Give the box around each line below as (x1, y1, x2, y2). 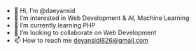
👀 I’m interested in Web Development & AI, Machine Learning (13, 14, 190, 22)
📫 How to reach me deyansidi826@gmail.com (13, 37, 149, 44)
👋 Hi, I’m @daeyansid (13, 7, 76, 14)
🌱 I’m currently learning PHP (13, 21, 96, 29)
